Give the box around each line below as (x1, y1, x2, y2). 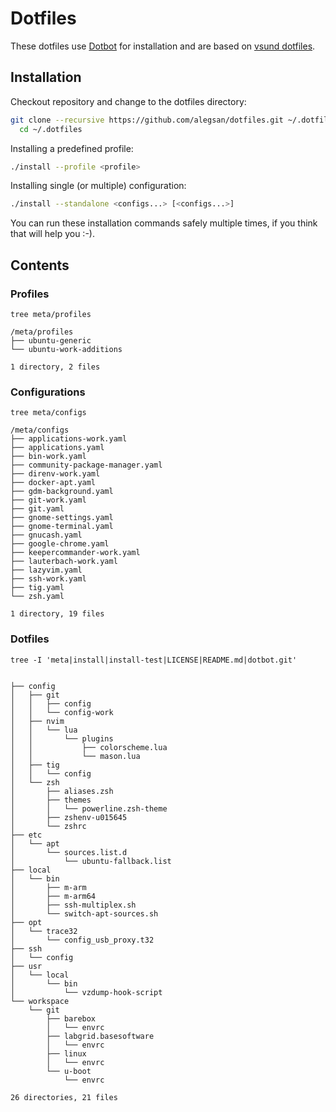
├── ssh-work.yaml (10, 574, 87, 584)
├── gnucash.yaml (10, 530, 83, 541)
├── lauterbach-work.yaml (10, 557, 118, 567)
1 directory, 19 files (10, 609, 105, 619)
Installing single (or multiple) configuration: (10, 180, 187, 192)
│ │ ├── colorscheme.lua (10, 742, 168, 752)
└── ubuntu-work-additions (10, 344, 123, 354)
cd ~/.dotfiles (19, 124, 83, 134)
